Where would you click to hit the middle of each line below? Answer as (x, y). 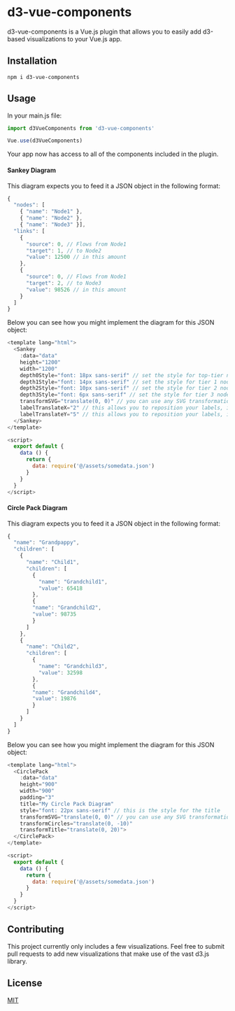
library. (17, 961)
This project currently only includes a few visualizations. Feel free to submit (116, 946)
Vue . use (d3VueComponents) (45, 141)
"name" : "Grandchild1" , (73, 581)
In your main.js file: (35, 115)
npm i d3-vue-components (43, 77)
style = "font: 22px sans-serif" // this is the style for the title (120, 810)
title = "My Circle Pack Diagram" (67, 804)
